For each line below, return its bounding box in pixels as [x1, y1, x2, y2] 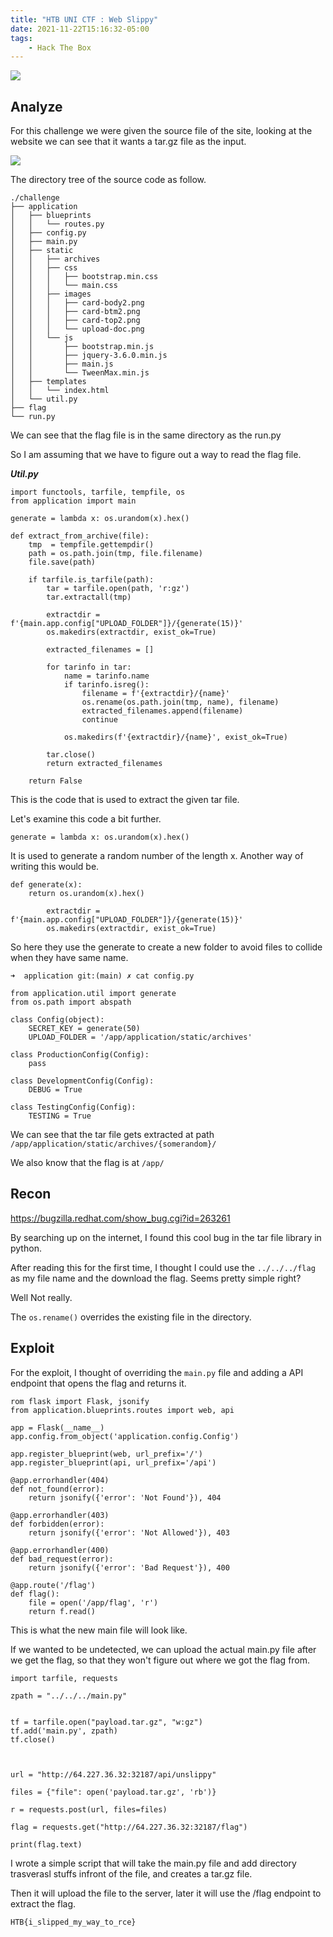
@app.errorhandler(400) [10, 1545, 110, 1555]
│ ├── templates [10, 377, 87, 387]
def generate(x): [10, 880, 83, 890]
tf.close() [10, 1734, 56, 1745]
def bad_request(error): [10, 1554, 114, 1564]
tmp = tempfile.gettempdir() [28, 540, 155, 550]
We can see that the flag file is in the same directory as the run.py [10, 429, 282, 441]
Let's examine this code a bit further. [10, 813, 162, 825]
